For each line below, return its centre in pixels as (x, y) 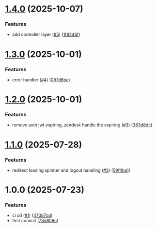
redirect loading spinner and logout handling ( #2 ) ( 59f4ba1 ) (71, 170)
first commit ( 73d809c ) (35, 221)
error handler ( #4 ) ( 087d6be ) (41, 80)
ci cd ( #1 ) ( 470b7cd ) (32, 215)
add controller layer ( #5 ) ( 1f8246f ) (46, 34)
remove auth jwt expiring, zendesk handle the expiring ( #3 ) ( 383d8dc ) (82, 125)
